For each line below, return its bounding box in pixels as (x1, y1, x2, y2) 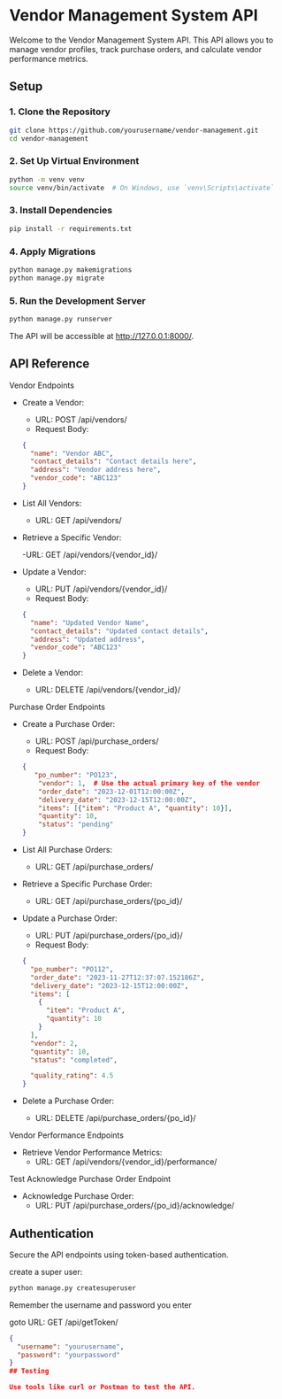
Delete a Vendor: (21, 668, 84, 678)
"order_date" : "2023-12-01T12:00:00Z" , (38, 787, 186, 796)
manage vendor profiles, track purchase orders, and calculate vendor (9, 43, 263, 54)
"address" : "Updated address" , (30, 635, 146, 644)
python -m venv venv (9, 174, 86, 184)
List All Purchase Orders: (21, 845, 113, 854)
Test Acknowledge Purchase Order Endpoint (9, 1174, 171, 1185)
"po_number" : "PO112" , (30, 964, 114, 974)
